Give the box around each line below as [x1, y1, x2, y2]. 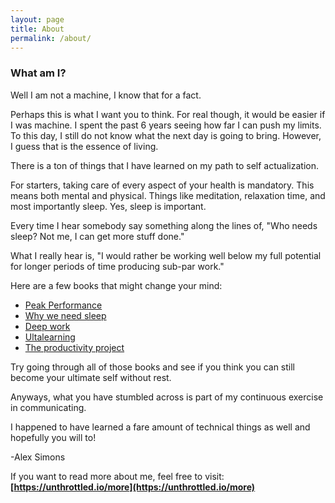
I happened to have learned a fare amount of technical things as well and [10, 421, 311, 433]
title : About [10, 24, 65, 34]
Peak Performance [24, 299, 103, 311]
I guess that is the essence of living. [10, 140, 159, 152]
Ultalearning [24, 331, 76, 343]
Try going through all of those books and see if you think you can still [10, 361, 295, 373]
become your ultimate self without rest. [10, 371, 172, 383]
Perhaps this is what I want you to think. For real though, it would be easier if [10, 108, 326, 120]
